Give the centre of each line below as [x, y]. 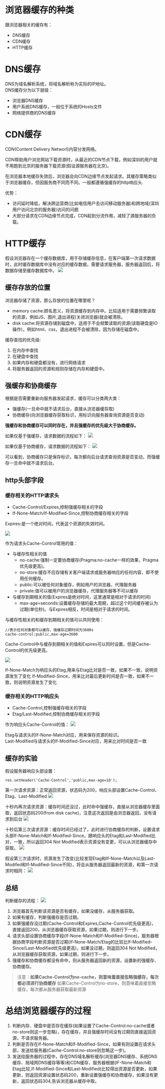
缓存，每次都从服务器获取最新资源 [52, 989]
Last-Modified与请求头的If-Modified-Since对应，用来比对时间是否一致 [76, 741]
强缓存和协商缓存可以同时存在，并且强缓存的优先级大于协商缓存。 [72, 425]
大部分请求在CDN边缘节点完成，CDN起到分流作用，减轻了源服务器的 [82, 215]
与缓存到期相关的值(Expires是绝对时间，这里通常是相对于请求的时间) [82, 597]
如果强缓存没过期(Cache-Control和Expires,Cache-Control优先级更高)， [84, 923]
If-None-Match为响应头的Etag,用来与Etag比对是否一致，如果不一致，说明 [79, 670]
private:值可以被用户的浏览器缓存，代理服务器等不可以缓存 [79, 591]
